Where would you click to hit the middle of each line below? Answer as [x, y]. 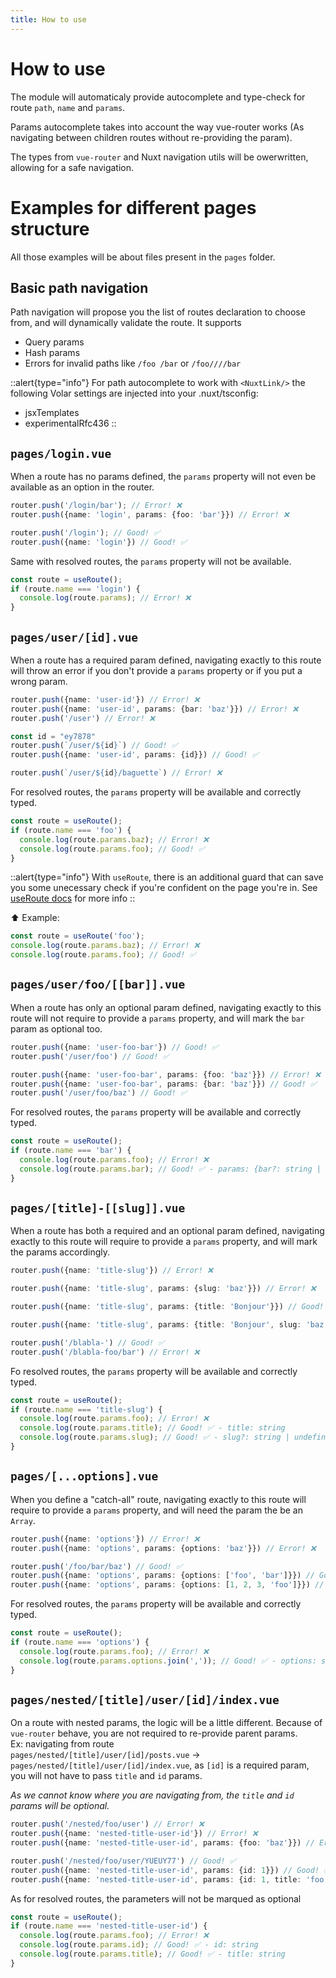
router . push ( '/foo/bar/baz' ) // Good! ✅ [96, 1566]
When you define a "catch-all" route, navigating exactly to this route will [158, 1499]
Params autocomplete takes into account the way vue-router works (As [157, 127]
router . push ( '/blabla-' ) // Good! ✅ [87, 1342]
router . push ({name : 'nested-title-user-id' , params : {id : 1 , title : [156, 1879]
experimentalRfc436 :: [70, 423]
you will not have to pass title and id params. [106, 1776]
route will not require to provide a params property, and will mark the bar [157, 1018]
